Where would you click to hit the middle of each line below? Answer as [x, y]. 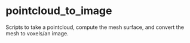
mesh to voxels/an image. [37, 33]
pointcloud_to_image [59, 11]
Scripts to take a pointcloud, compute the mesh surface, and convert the [95, 27]
